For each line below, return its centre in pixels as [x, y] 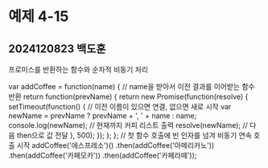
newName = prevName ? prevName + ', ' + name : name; [103, 116]
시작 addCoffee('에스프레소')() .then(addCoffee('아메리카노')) [115, 145]
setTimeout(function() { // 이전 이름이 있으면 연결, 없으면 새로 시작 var [120, 107]
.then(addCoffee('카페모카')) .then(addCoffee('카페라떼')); [103, 155]
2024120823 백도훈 [57, 49]
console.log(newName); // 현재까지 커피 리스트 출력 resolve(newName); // [128, 125]
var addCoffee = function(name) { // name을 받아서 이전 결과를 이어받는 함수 [132, 86]
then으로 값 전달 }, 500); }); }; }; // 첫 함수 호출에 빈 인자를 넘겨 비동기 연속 [134, 135]
